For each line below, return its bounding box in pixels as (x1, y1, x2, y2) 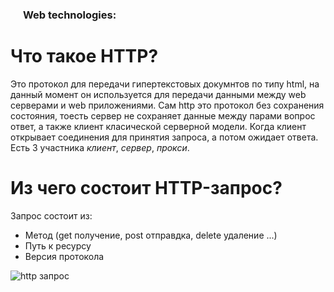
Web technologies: (22, 8, 117, 22)
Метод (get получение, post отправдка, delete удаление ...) (24, 229, 278, 241)
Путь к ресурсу (24, 239, 92, 252)
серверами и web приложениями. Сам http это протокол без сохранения (10, 99, 325, 111)
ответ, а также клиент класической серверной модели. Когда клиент (10, 120, 307, 132)
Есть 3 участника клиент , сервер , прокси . (10, 141, 190, 153)
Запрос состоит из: (10, 209, 93, 222)
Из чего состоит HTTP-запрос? (10, 177, 283, 200)
